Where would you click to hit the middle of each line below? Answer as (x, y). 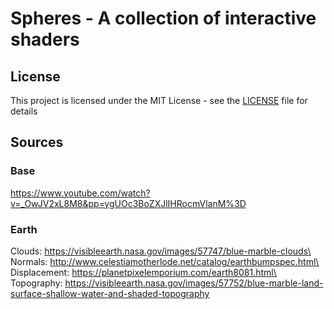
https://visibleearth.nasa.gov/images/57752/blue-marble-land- (194, 283)
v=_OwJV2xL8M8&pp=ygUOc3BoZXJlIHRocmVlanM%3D (128, 203)
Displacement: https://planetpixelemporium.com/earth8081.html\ (143, 272)
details (24, 111)
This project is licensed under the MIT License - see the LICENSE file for (159, 100)
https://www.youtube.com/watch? (80, 193)
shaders (45, 39)
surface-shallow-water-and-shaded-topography (110, 293)
